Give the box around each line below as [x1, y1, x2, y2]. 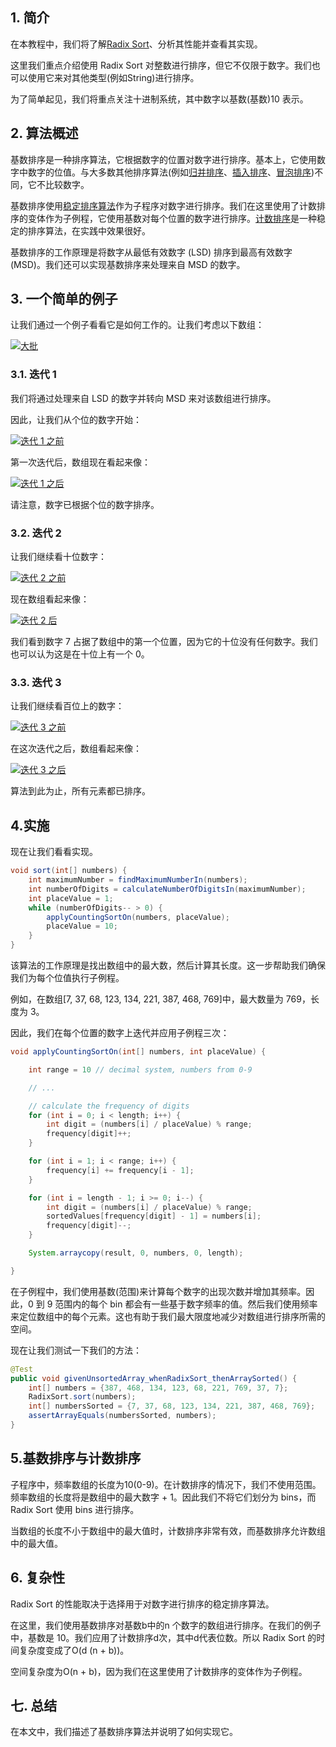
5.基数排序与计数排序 [10, 1450, 142, 1467]
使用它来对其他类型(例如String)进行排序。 [27, 71, 200, 83]
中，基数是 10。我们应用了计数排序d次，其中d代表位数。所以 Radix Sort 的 [10, 1631, 317, 1643]
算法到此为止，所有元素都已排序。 [10, 785, 151, 797]
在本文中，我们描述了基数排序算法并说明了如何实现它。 [10, 1726, 238, 1738]
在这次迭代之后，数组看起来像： [10, 743, 142, 755]
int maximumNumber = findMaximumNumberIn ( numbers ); [28, 875, 248, 885]
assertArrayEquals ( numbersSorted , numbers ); [28, 1411, 217, 1421]
